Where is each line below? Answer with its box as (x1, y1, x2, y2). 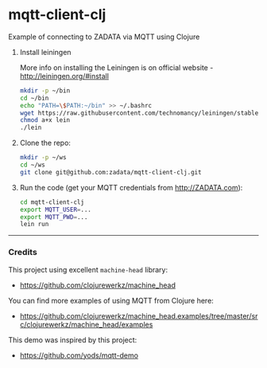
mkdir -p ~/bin (19, 86, 71, 95)
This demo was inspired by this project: (8, 335, 137, 344)
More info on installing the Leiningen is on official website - (19, 62, 214, 72)
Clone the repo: (19, 138, 72, 148)
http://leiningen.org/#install (19, 71, 110, 80)
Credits (8, 247, 37, 258)
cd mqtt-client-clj (19, 198, 85, 206)
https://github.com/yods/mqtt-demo (19, 350, 139, 360)
